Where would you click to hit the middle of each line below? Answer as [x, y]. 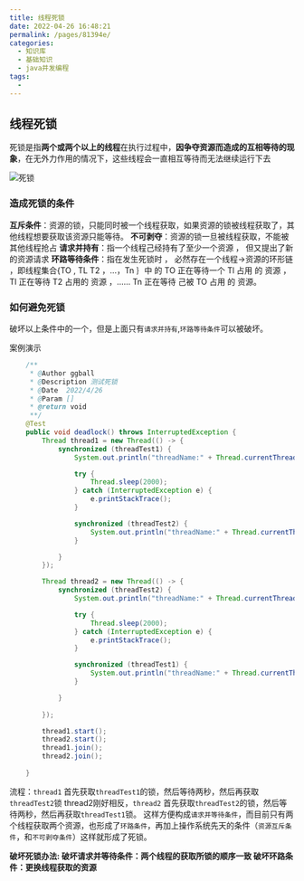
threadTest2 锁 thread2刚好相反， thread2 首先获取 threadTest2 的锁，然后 [144, 802]
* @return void [58, 407]
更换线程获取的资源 [61, 867]
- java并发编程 [43, 69]
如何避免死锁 [38, 307]
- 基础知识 [35, 60]
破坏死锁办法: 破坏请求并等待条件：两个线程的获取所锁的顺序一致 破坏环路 [147, 856]
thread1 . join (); [72, 748]
